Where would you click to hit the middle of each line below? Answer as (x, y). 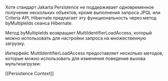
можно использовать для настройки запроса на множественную (76, 38)
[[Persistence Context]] (30, 73)
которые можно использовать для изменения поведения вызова (75, 58)
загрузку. (15, 43)
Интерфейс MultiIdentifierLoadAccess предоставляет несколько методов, (85, 53)
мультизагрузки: (23, 64)
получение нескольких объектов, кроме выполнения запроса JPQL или (83, 12)
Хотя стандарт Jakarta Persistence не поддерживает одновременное (80, 7)
